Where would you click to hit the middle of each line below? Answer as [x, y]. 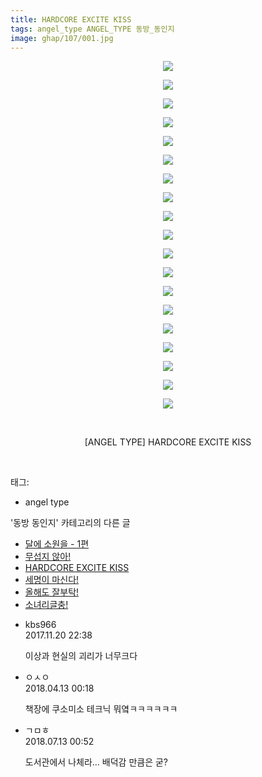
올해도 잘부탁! [52, 592]
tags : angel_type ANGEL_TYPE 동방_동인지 [92, 29]
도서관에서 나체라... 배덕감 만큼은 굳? [96, 762]
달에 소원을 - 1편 [57, 544]
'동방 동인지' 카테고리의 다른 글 [70, 523]
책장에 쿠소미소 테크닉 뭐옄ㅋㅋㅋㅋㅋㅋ [101, 709]
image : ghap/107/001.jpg [62, 38]
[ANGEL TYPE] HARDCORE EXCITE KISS [168, 442]
